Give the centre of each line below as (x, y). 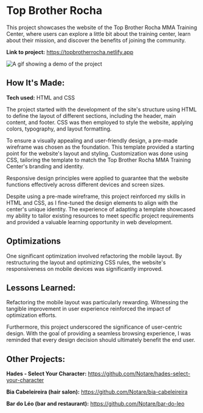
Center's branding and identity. (45, 166)
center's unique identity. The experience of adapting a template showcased (101, 209)
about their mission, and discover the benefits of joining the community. (96, 40)
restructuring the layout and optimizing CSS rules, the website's (86, 262)
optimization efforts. (32, 315)
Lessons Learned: (41, 288)
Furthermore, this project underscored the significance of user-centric (94, 327)
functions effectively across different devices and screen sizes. (86, 184)
